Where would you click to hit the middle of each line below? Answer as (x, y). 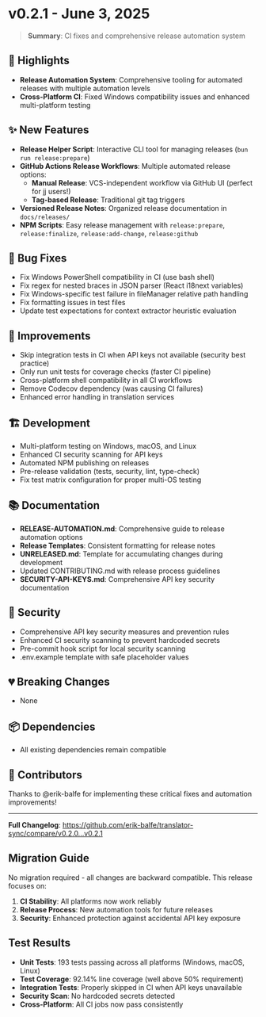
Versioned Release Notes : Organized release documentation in (123, 208)
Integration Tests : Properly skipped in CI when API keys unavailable (131, 987)
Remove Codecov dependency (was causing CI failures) (111, 388)
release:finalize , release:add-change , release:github (109, 233)
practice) (34, 363)
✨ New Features (49, 130)
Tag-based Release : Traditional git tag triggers (108, 200)
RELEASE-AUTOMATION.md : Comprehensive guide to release (122, 529)
